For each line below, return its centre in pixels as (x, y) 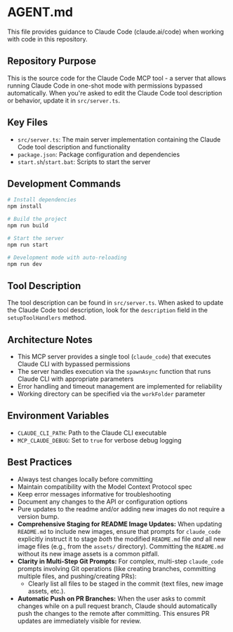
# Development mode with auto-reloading (67, 257)
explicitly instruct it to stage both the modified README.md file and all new (121, 539)
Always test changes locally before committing (85, 479)
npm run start (28, 245)
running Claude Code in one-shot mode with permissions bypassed (105, 86)
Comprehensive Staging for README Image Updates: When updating (120, 524)
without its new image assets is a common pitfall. (88, 553)
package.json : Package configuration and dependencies (99, 154)
